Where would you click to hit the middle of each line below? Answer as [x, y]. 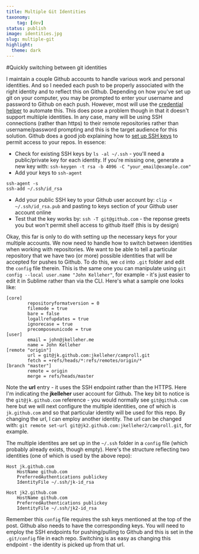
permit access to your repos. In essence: [56, 142]
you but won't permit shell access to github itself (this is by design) [97, 225]
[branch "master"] [29, 366]
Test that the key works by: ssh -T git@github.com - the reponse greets [102, 218]
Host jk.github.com [30, 467]
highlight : [20, 45]
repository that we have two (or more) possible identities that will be [89, 255]
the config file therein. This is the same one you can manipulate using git [96, 268]
